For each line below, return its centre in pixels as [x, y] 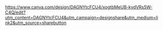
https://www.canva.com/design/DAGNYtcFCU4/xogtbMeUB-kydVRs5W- [79, 7]
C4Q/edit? [16, 12]
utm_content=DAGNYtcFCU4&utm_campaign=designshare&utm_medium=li [82, 17]
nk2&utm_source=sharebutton [36, 23]
